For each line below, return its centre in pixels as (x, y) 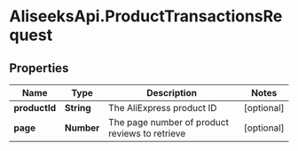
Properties (39, 68)
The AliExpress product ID (162, 108)
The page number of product (168, 122)
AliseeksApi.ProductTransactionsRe (146, 16)
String (78, 108)
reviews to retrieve (147, 133)
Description (172, 93)
